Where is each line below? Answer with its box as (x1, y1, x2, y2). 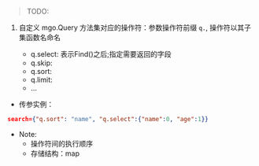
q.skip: (30, 58, 53, 68)
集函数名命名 (18, 33, 61, 42)
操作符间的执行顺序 (30, 138, 94, 148)
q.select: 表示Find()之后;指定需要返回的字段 (30, 50, 172, 58)
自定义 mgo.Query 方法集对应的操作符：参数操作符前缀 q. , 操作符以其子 (18, 23, 252, 32)
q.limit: (30, 75, 53, 84)
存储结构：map (30, 149, 80, 158)
